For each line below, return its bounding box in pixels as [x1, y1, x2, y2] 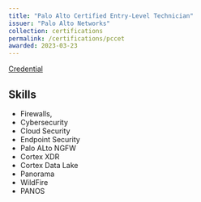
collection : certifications [8, 27, 104, 35]
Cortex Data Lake [19, 160, 79, 170]
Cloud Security [19, 126, 71, 136]
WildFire [19, 177, 49, 187]
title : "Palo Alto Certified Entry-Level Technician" [8, 11, 195, 20]
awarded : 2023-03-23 [8, 42, 79, 50]
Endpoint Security [19, 134, 81, 144]
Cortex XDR [19, 151, 60, 162]
